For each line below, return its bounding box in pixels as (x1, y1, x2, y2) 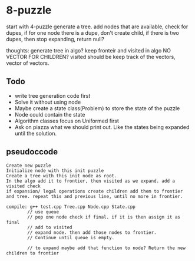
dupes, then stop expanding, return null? (6, 35, 105, 42)
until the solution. (14, 130, 57, 137)
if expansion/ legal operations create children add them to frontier (6, 188, 183, 194)
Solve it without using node (14, 98, 81, 105)
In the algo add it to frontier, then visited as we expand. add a (6, 178, 176, 184)
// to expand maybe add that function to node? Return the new (27, 245, 186, 251)
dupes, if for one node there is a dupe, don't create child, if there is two (6, 29, 180, 36)
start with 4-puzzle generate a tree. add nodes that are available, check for (6, 23, 189, 30)
